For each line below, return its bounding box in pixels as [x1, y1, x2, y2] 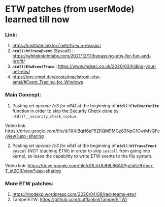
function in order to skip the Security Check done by [12, 108, 119, 114]
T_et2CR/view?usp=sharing [5, 168, 61, 174]
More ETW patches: [5, 180, 54, 187]
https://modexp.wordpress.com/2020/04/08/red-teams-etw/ [12, 191, 136, 197]
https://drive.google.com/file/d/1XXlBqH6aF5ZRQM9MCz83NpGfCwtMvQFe [5, 128, 160, 134]
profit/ [12, 58, 25, 64]
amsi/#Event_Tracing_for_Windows [12, 79, 84, 85]
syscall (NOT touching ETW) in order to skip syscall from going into [12, 148, 151, 153]
